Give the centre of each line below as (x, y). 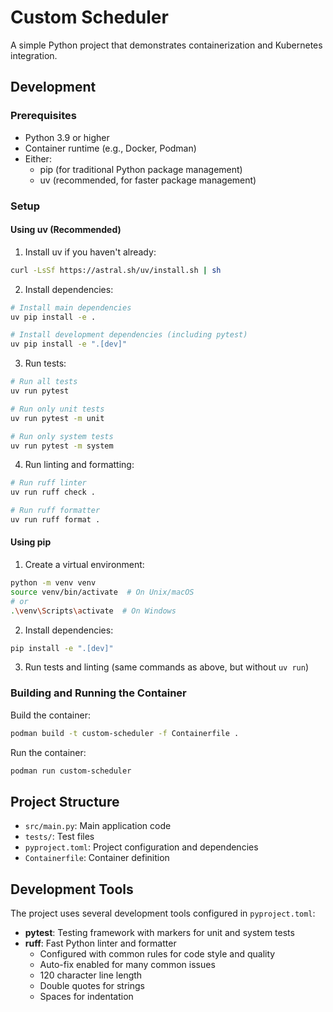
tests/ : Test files (59, 837)
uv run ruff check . (53, 492)
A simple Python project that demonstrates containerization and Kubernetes (166, 45)
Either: (38, 158)
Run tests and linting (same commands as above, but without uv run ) (166, 667)
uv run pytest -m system (62, 446)
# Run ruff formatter (55, 511)
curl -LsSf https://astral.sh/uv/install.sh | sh (116, 270)
